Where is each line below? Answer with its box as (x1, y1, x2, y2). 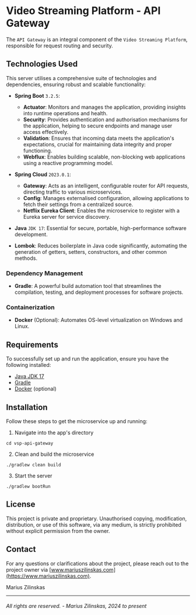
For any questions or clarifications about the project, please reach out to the (6, 560, 189, 567)
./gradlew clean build (6, 462, 61, 468)
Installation (6, 402, 48, 412)
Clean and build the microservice (14, 451, 94, 458)
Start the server (14, 472, 52, 479)
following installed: (6, 362, 51, 369)
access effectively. (23, 128, 69, 135)
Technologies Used (6, 59, 78, 69)
